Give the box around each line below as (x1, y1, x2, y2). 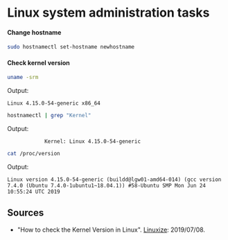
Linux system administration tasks (7, 5, 210, 21)
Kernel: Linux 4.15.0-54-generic (44, 138, 141, 145)
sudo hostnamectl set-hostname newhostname (7, 44, 135, 51)
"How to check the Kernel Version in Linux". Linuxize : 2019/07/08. (17, 225, 206, 234)
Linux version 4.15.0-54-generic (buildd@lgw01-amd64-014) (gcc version (7, 176, 222, 183)
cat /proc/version (7, 151, 60, 157)
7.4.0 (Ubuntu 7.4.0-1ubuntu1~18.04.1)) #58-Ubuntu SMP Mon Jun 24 (7, 182, 207, 189)
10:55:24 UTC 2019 (7, 189, 60, 196)
